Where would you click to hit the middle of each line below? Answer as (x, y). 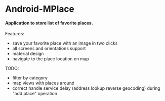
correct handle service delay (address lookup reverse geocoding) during (86, 88)
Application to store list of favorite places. (49, 23)
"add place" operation (35, 94)
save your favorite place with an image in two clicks (65, 43)
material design (28, 54)
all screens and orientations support (49, 49)
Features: (15, 34)
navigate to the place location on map (51, 59)
